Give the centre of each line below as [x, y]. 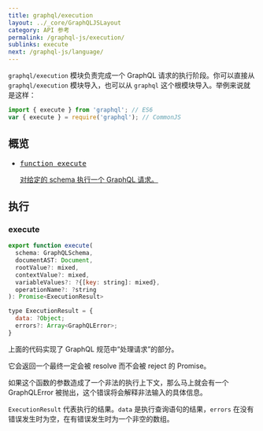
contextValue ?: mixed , [52, 275]
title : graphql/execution [50, 15]
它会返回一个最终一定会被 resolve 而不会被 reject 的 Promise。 [109, 366]
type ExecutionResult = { [50, 311]
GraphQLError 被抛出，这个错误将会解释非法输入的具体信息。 [107, 392]
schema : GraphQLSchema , [54, 253]
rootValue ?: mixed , [47, 267]
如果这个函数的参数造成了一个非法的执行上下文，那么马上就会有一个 [119, 382]
